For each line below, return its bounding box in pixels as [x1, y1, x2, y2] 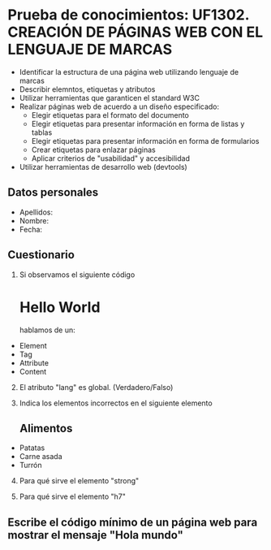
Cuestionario [7, 248, 75, 262]
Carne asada [19, 452, 62, 461]
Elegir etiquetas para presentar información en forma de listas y [31, 119, 245, 128]
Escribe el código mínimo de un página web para [7, 515, 258, 529]
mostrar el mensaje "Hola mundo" [7, 528, 184, 542]
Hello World [19, 298, 101, 316]
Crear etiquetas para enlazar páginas [31, 145, 156, 154]
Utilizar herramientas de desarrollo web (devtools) [19, 162, 187, 171]
